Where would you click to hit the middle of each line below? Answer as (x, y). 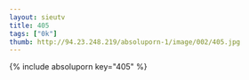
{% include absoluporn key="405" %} (79, 67)
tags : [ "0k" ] (33, 33)
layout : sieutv (37, 17)
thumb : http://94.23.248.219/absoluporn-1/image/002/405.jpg (125, 42)
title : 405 (29, 25)
